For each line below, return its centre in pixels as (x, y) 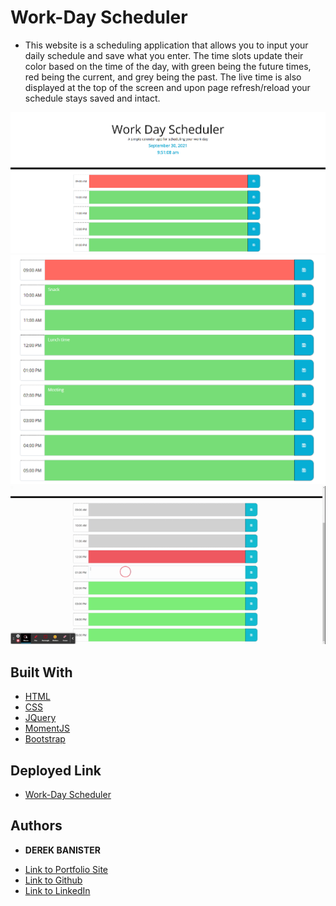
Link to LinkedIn (57, 890)
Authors (36, 826)
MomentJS (47, 728)
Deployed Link (56, 770)
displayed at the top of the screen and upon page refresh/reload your (167, 87)
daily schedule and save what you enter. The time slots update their (164, 55)
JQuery (40, 718)
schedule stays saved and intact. (92, 98)
